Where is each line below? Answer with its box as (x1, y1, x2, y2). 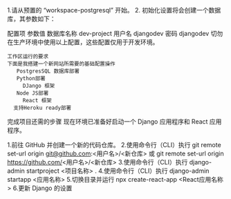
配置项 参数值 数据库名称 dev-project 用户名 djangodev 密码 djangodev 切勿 (7, 30, 223, 37)
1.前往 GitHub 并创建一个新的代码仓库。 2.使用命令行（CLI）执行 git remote (7, 141, 221, 149)
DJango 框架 (22, 82, 55, 89)
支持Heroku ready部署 (13, 104, 71, 111)
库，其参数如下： (7, 15, 56, 23)
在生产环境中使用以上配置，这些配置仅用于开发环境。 (7, 38, 159, 46)
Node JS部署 (16, 90, 49, 97)
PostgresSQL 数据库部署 (16, 68, 80, 75)
